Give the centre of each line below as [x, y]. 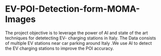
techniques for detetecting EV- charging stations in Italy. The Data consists [80, 38]
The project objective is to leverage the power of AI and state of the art [77, 33]
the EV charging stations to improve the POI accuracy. [59, 48]
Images [20, 19]
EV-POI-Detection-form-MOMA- [73, 9]
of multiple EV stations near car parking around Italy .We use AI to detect [79, 43]
